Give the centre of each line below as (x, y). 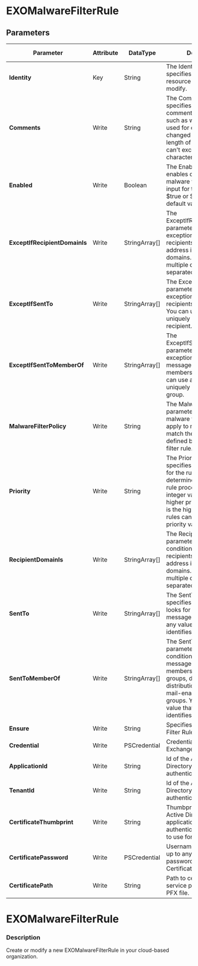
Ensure (19, 728)
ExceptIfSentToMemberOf (47, 365)
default (176, 203)
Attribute (105, 53)
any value (179, 625)
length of (179, 142)
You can (177, 311)
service (176, 885)
